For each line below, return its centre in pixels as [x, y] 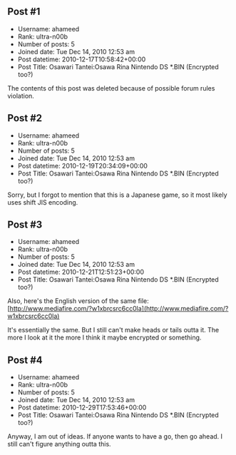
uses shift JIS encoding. [43, 202]
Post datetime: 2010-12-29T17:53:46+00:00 [82, 408]
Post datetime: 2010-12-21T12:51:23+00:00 [81, 272]
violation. [21, 96]
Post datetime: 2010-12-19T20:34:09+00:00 [83, 165]
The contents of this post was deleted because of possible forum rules [111, 88]
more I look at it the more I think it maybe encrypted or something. [104, 337]
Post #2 [25, 118]
